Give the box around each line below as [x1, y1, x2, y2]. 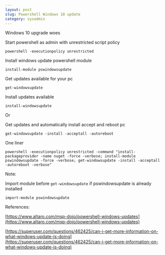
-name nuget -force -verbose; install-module [40, 154, 136, 159]
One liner [5, 140, 24, 146]
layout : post [5, 7, 32, 12]
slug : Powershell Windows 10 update [5, 12, 81, 17]
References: [5, 204, 30, 210]
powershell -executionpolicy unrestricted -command [5, 149, 114, 154]
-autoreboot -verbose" [5, 162, 52, 168]
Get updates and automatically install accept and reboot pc [5, 122, 125, 128]
